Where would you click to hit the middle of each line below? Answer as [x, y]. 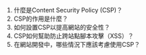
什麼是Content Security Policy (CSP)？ [68, 10]
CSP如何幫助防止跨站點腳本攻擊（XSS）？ [74, 36]
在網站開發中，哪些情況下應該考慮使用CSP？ [77, 44]
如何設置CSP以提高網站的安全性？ [62, 27]
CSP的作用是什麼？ [41, 19]
